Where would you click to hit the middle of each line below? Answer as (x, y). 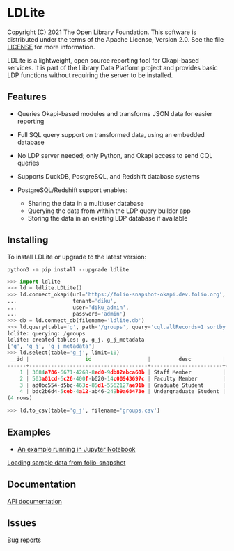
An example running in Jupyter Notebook (76, 449)
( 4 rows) (20, 398)
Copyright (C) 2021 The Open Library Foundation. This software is (102, 32)
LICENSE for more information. (51, 47)
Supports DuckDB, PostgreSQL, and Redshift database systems (108, 176)
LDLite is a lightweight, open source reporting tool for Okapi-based (103, 60)
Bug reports (24, 540)
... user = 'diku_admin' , (68, 308)
